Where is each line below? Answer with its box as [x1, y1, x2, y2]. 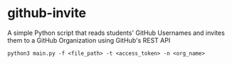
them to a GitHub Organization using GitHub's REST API [7, 36, 171, 44]
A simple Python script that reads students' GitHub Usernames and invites [7, 28, 226, 37]
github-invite [7, 5, 87, 21]
